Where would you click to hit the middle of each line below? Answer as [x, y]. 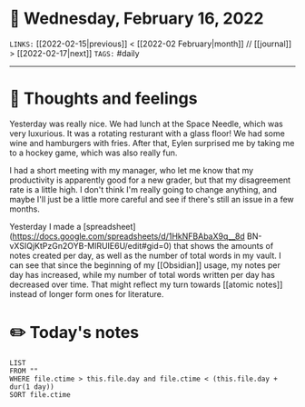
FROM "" [24, 371]
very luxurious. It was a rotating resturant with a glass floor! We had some [148, 133]
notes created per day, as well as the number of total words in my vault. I [145, 255]
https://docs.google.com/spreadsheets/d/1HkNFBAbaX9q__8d [128, 236]
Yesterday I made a [45, 226]
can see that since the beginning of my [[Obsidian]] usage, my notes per [145, 265]
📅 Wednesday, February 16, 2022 [137, 19]
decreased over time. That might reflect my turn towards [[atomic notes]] [146, 284]
